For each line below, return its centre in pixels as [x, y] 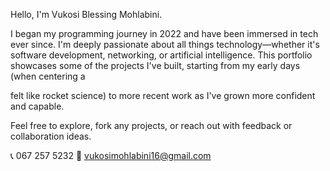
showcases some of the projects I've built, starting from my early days [155, 65]
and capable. [37, 106]
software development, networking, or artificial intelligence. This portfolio [161, 55]
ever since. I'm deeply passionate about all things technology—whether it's [165, 44]
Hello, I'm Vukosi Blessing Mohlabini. [86, 14]
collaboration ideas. [51, 136]
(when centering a [48, 76]
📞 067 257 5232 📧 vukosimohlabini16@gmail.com [111, 155]
